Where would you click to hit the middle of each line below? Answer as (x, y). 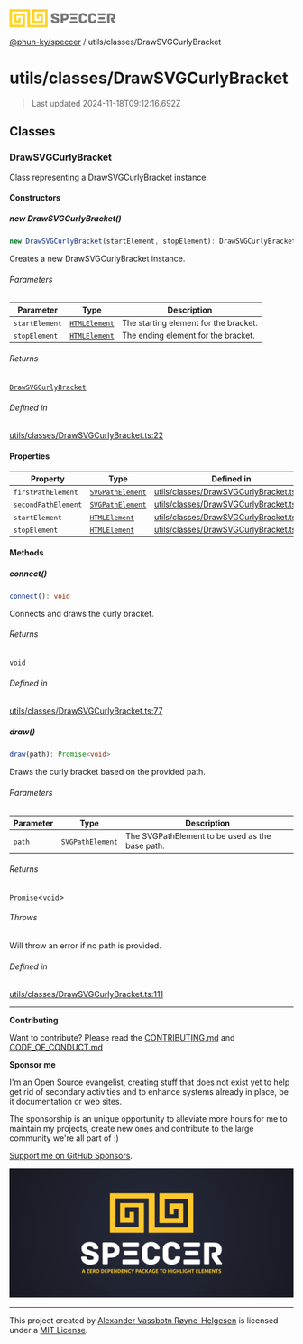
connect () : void (40, 596)
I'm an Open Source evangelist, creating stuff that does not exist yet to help (150, 1082)
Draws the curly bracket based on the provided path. (107, 772)
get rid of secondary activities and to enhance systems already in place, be (149, 1092)
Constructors (35, 198)
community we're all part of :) (64, 1138)
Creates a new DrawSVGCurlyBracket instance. (97, 259)
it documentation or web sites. (66, 1102)
